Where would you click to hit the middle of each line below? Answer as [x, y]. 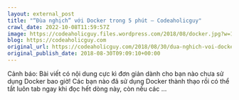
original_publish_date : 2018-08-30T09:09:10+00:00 [84, 54]
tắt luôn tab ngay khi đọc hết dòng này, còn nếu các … [87, 89]
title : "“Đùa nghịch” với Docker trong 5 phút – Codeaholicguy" [105, 21]
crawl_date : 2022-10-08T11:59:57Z [59, 27]
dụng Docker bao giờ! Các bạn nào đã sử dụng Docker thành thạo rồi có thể [118, 81]
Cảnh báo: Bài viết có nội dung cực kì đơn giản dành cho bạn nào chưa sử [116, 73]
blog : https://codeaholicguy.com [57, 40]
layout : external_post [41, 14]
